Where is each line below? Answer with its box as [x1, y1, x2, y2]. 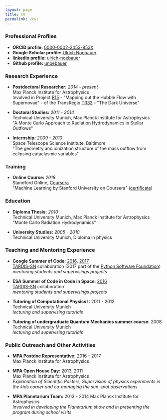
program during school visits [12, 409, 72, 416]
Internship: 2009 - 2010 [12, 135, 63, 141]
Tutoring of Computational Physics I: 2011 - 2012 [12, 298, 115, 304]
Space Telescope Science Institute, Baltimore [12, 140, 106, 146]
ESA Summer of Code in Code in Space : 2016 [12, 278, 107, 284]
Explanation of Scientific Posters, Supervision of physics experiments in [12, 379, 161, 385]
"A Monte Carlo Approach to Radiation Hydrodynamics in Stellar [12, 120, 144, 126]
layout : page [5, 7, 32, 12]
